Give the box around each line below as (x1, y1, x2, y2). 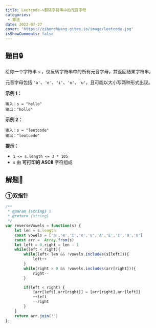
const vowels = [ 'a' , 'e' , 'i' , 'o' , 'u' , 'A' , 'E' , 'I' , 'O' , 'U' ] (14, 233, 143, 238)
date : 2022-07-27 (5, 22, 42, 27)
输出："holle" (5, 107, 33, 112)
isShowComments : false (5, 31, 54, 36)
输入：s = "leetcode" (5, 128, 49, 133)
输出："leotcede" (5, 133, 40, 138)
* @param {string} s (7, 209, 52, 214)
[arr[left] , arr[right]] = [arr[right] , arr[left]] (32, 290, 141, 295)
